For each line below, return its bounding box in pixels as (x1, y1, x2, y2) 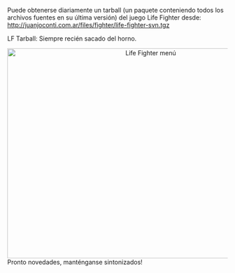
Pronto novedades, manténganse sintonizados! (7, 258, 143, 266)
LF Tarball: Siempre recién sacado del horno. (7, 34, 137, 43)
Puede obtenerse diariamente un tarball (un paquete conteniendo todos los (7, 6, 224, 14)
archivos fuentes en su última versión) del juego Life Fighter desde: (7, 13, 201, 22)
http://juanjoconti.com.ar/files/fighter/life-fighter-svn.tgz (7, 21, 170, 29)
